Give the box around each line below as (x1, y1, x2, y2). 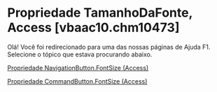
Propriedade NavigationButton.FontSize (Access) (7, 63, 149, 72)
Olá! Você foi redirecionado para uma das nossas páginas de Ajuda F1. (7, 43, 211, 51)
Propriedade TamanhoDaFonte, (7, 5, 192, 21)
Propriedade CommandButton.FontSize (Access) (7, 77, 148, 85)
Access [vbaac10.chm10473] (7, 20, 180, 36)
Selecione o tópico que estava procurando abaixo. (7, 50, 153, 59)
